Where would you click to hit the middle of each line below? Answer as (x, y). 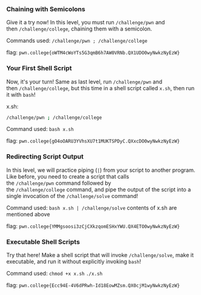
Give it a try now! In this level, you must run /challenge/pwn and (86, 23)
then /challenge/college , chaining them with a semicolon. (79, 29)
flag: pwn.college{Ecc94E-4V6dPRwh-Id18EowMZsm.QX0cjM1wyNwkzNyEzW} (93, 285)
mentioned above (28, 214)
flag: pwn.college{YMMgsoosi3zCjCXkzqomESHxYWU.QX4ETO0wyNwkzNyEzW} (93, 226)
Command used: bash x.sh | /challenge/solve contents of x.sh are (92, 208)
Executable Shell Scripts (43, 241)
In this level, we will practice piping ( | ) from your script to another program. (101, 170)
